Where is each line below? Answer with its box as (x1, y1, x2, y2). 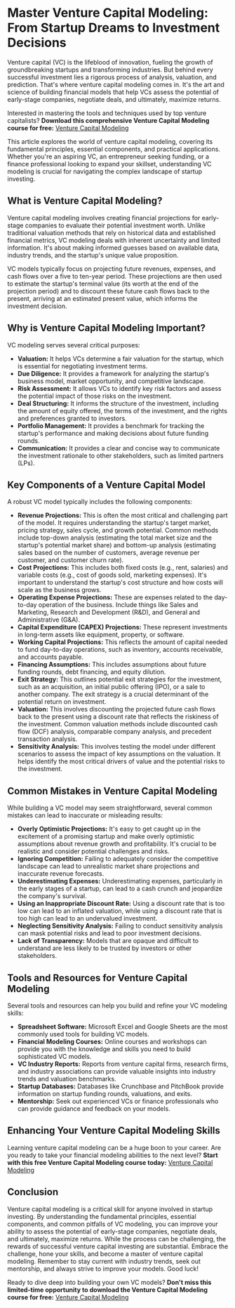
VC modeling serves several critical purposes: (7, 340, 140, 349)
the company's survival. (17, 892, 87, 900)
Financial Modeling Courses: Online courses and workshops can (17, 1037, 207, 1046)
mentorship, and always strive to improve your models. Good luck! (7, 1264, 199, 1273)
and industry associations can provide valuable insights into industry (17, 1067, 216, 1075)
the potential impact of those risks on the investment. (17, 392, 172, 400)
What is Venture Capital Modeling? (7, 195, 163, 207)
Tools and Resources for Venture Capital (7, 972, 188, 984)
